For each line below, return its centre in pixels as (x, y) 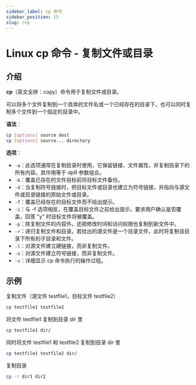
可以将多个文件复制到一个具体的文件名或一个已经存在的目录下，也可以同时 (96, 104)
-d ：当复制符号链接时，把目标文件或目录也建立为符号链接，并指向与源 (99, 187)
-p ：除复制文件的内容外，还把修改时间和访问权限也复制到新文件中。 (97, 224)
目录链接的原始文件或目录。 (58, 195)
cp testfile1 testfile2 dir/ (42, 353)
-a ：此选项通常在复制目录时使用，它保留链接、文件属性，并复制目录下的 (102, 166)
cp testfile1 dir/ (28, 330)
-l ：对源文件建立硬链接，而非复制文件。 (64, 246)
